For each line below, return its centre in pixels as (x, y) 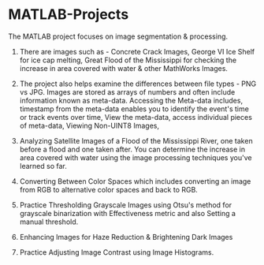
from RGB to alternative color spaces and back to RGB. (109, 189)
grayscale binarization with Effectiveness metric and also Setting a (128, 213)
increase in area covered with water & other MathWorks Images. (124, 68)
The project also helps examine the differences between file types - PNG (138, 84)
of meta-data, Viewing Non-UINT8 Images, (89, 125)
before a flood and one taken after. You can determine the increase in (132, 149)
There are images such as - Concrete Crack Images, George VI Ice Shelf (137, 51)
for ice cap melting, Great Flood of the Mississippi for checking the (128, 60)
